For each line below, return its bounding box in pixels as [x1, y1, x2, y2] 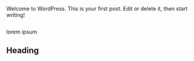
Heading [6, 45, 39, 56]
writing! [6, 11, 25, 19]
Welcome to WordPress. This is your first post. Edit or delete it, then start [6, 5, 188, 12]
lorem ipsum [6, 28, 37, 35]
